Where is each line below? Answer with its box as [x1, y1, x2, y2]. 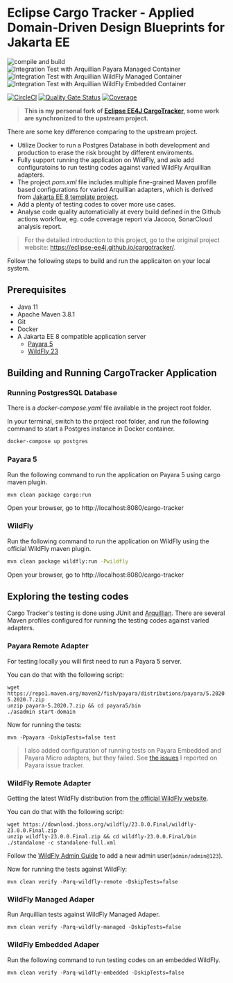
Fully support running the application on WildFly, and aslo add [17, 155, 194, 164]
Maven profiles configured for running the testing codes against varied [7, 616, 209, 625]
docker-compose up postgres [7, 438, 89, 445]
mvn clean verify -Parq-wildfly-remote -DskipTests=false [7, 879, 178, 886]
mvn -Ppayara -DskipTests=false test [7, 734, 116, 741]
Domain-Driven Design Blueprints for [7, 19, 225, 35]
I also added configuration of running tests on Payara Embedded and [24, 746, 222, 754]
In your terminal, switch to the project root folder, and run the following [7, 417, 209, 426]
